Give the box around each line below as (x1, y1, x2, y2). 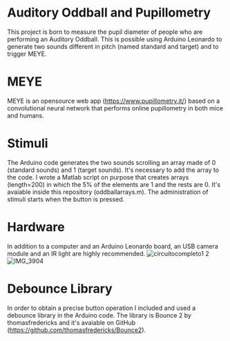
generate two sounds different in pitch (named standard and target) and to (7, 42, 219, 50)
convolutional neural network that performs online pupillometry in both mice (7, 104, 224, 112)
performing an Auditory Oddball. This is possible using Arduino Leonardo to (7, 35, 222, 43)
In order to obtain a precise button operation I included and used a (7, 304, 196, 312)
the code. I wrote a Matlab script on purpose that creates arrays (7, 173, 189, 181)
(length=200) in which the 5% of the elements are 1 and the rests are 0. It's (7, 180, 221, 188)
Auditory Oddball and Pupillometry (7, 5, 211, 21)
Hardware (7, 220, 65, 235)
